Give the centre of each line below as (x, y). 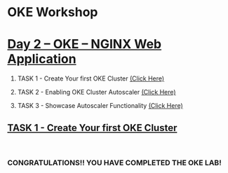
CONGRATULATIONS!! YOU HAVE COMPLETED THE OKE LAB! (115, 162)
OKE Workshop (53, 12)
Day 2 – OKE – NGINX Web (85, 44)
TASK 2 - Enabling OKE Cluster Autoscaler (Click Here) (97, 92)
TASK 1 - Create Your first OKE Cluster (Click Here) (91, 78)
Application (42, 59)
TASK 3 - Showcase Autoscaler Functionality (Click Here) (100, 106)
